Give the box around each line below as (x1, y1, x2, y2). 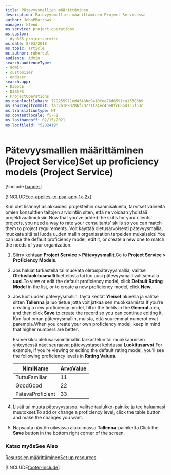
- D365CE (5, 84, 24, 89)
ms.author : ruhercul (5, 50, 50, 56)
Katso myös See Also (5, 443, 58, 450)
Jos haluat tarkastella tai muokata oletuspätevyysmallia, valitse (12, 267, 146, 273)
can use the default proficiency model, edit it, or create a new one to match (5, 236, 165, 242)
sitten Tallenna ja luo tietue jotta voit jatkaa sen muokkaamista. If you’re (12, 299, 163, 305)
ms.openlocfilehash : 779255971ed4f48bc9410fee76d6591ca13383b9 (5, 98, 144, 103)
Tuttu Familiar (15, 374, 47, 381)
